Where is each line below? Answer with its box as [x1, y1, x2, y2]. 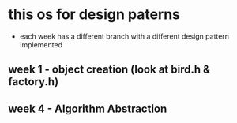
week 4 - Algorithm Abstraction [8, 102, 167, 115]
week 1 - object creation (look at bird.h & [8, 63, 211, 76]
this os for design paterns [8, 6, 180, 24]
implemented [19, 39, 63, 49]
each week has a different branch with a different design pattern [19, 32, 230, 41]
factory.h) [8, 75, 59, 88]
